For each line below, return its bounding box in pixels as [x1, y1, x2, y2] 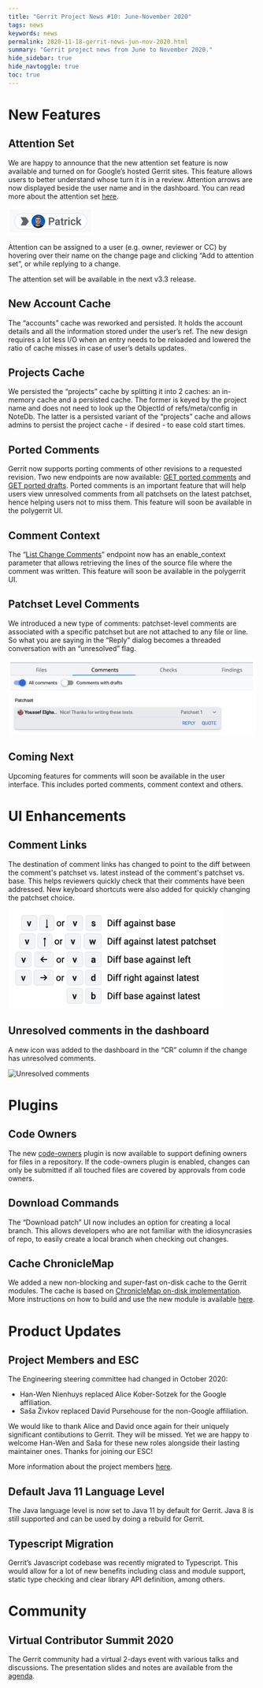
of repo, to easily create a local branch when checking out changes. [8, 1234, 229, 1244]
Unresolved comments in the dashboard [8, 1024, 209, 1038]
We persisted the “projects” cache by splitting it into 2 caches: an [8, 387, 220, 396]
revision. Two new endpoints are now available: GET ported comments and [8, 473, 251, 482]
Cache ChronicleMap [8, 1257, 114, 1270]
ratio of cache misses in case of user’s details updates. [8, 343, 187, 352]
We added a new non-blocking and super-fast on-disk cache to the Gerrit [8, 1277, 247, 1288]
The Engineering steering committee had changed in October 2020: [8, 1374, 228, 1384]
